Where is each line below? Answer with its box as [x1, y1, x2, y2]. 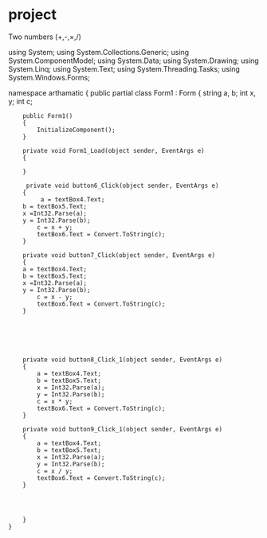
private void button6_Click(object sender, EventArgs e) [26, 181, 219, 189]
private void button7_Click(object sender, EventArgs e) [22, 251, 216, 259]
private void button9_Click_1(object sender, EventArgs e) [22, 425, 223, 433]
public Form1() [22, 111, 73, 120]
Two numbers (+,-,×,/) [8, 32, 82, 41]
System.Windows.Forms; [8, 72, 90, 82]
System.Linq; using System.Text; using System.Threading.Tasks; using [8, 64, 241, 73]
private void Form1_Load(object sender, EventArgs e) [22, 146, 205, 154]
